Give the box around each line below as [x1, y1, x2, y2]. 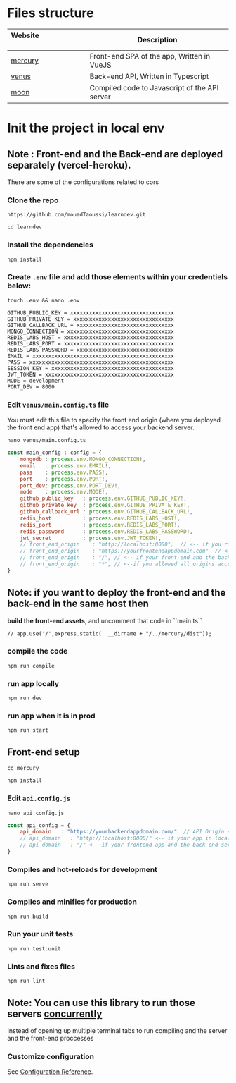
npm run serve [7, 881, 49, 888]
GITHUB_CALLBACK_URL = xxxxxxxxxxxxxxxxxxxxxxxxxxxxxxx [7, 322, 174, 329]
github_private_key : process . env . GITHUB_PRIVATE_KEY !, [20, 502, 190, 509]
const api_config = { [7, 821, 71, 829]
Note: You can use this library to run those [7, 996, 195, 1009]
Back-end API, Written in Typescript [89, 71, 209, 81]
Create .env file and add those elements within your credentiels [7, 272, 228, 282]
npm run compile [7, 662, 55, 669]
